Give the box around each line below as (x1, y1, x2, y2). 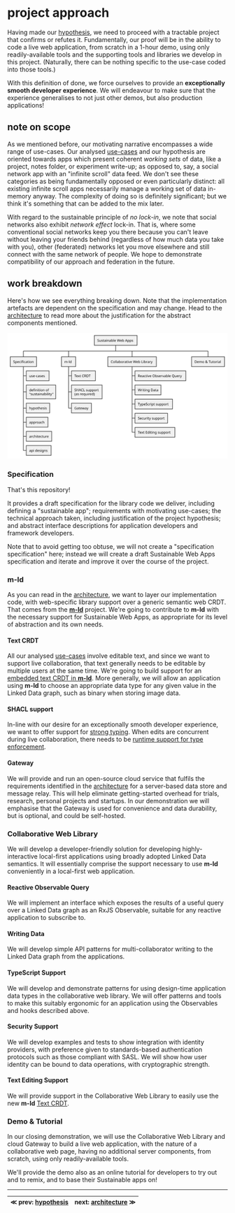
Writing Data (7, 929, 45, 938)
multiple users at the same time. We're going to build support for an (7, 666, 202, 675)
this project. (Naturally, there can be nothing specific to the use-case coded (7, 57, 226, 66)
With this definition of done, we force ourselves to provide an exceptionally (7, 78, 225, 87)
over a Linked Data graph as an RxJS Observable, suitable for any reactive (7, 906, 222, 914)
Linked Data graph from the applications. (7, 952, 125, 961)
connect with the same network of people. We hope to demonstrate (7, 250, 203, 258)
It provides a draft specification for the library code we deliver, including (7, 498, 215, 508)
